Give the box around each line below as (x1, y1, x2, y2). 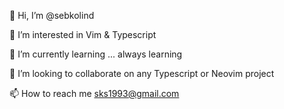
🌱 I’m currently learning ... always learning (9, 48, 183, 60)
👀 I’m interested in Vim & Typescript (9, 29, 157, 40)
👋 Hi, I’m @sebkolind (9, 10, 95, 21)
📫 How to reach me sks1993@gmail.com (9, 88, 180, 99)
